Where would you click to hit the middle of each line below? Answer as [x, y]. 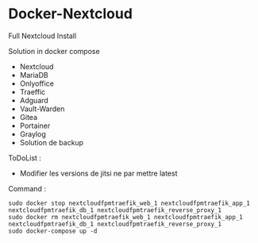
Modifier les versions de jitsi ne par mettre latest [98, 173]
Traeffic [33, 91]
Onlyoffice [37, 83]
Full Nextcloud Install [42, 36]
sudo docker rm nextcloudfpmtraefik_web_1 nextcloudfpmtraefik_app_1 [126, 217]
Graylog [33, 134]
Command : [27, 188]
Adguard [34, 100]
